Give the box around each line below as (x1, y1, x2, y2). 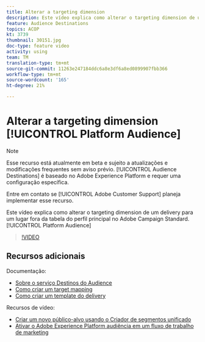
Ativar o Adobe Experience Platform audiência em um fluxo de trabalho (15, 322, 194, 329)
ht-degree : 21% (6, 83, 45, 89)
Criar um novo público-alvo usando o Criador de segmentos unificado (15, 315, 192, 323)
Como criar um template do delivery (15, 292, 106, 299)
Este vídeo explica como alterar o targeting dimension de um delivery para (6, 208, 193, 216)
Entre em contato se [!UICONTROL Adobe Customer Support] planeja (6, 190, 181, 198)
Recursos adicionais (6, 251, 85, 262)
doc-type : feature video (6, 43, 70, 49)
